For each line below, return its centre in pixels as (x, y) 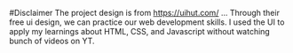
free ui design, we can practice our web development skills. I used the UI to (147, 22)
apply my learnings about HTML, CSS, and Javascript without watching (140, 31)
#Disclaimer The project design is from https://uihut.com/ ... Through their (144, 13)
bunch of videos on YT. (52, 41)
